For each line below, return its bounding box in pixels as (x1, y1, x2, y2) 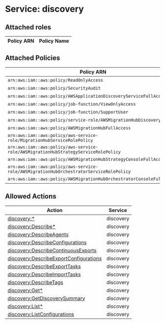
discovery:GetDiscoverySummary (7, 295, 85, 301)
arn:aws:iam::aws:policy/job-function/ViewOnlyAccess (7, 101, 136, 107)
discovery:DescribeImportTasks (7, 271, 81, 278)
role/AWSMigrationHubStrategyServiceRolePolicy (7, 149, 121, 155)
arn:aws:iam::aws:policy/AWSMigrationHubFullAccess (7, 125, 131, 131)
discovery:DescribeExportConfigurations (7, 255, 102, 262)
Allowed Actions (5, 192, 56, 201)
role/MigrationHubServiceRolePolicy (7, 137, 93, 143)
